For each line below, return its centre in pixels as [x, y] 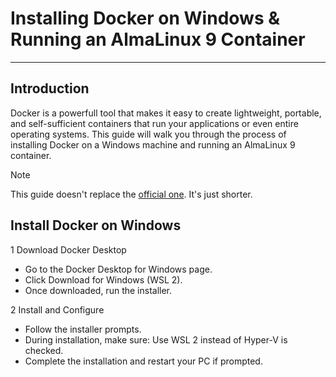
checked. [44, 350]
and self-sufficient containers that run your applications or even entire [154, 123]
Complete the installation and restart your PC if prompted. [143, 361]
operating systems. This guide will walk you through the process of [148, 134]
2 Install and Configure [57, 309]
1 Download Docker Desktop [68, 249]
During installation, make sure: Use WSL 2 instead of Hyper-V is [156, 339]
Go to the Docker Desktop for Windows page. [118, 269]
